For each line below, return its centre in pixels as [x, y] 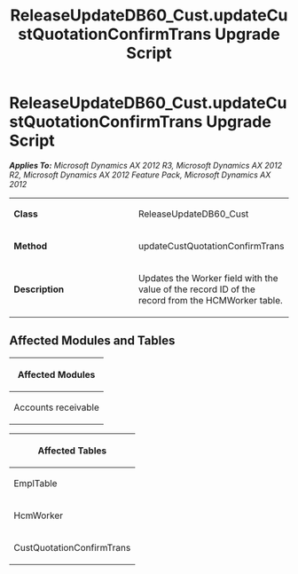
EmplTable [35, 483]
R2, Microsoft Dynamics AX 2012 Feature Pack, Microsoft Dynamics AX [140, 175]
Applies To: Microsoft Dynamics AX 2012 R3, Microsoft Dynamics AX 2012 [146, 165]
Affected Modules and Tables [92, 341]
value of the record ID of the [196, 289]
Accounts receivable [56, 407]
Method [31, 246]
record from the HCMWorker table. [211, 300]
